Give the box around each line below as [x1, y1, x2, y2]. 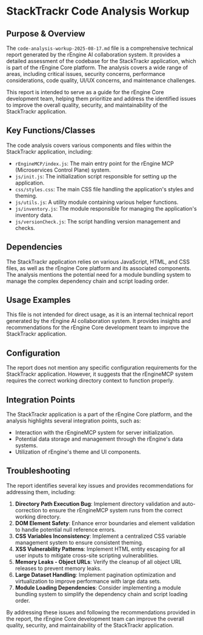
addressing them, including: [6, 488, 76, 495]
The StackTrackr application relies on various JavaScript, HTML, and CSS [6, 258, 190, 265]
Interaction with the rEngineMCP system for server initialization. [15, 429, 175, 436]
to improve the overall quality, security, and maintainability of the [6, 101, 168, 109]
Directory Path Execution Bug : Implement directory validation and [15, 500, 181, 508]
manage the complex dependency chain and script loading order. [6, 277, 170, 285]
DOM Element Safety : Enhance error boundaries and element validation [15, 519, 195, 526]
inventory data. [15, 211, 53, 219]
